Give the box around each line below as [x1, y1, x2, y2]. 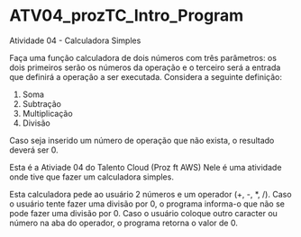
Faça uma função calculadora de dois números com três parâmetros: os [9, 52, 278, 63]
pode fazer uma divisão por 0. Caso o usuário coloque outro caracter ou [9, 207, 278, 218]
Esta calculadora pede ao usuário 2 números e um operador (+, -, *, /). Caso [9, 189, 292, 199]
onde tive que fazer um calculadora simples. [9, 171, 174, 182]
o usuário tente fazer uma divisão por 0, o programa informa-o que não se [9, 198, 286, 209]
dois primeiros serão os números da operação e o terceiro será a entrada [9, 62, 281, 73]
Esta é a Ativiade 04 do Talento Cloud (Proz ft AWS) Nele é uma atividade [9, 162, 282, 172]
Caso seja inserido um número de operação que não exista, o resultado [9, 135, 275, 145]
